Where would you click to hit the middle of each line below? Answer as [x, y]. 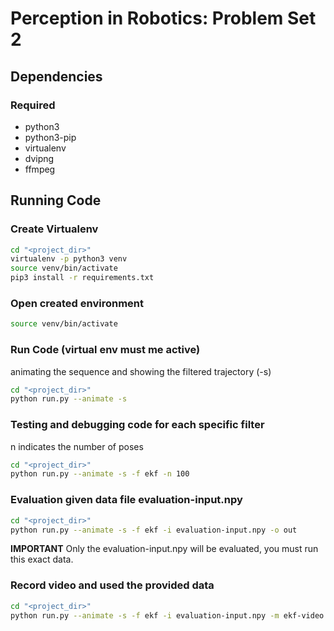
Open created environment [77, 303]
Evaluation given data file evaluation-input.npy [126, 500]
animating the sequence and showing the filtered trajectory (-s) [141, 371]
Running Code [56, 200]
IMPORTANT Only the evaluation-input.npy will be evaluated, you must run [164, 549]
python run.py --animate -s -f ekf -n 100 [100, 474]
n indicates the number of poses [77, 446]
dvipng [39, 158]
